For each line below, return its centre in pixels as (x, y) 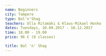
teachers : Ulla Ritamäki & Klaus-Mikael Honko (53, 23)
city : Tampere (20, 14)
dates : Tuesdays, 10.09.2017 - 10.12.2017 (49, 28)
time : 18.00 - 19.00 (26, 32)
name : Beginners (21, 10)
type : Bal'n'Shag (23, 19)
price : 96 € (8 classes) (30, 37)
